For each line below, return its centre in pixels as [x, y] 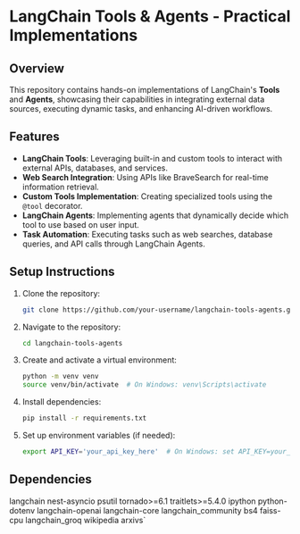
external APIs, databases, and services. [95, 168]
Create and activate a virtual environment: [99, 360]
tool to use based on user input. [81, 224]
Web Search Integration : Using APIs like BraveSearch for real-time [146, 177]
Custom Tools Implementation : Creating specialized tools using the [147, 196]
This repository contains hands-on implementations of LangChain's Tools [145, 90]
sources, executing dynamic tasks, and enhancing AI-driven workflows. [141, 108]
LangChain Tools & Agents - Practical [150, 17]
